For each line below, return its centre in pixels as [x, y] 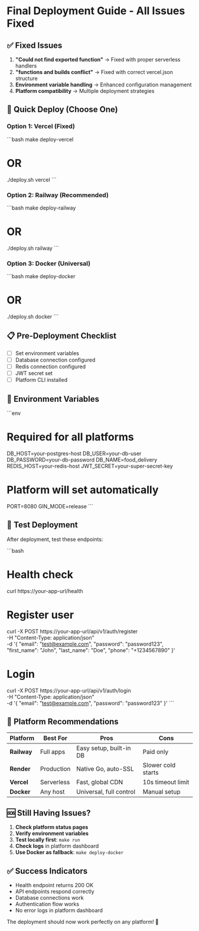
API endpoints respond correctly [55, 891]
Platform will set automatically [83, 490]
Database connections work [50, 897]
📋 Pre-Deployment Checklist [62, 336]
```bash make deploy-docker [41, 276]
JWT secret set [34, 373]
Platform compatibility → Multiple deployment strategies [85, 91]
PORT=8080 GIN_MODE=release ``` [50, 506]
